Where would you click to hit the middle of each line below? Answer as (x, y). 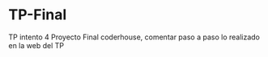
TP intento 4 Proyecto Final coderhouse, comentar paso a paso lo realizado (134, 37)
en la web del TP (36, 45)
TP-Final (38, 15)
